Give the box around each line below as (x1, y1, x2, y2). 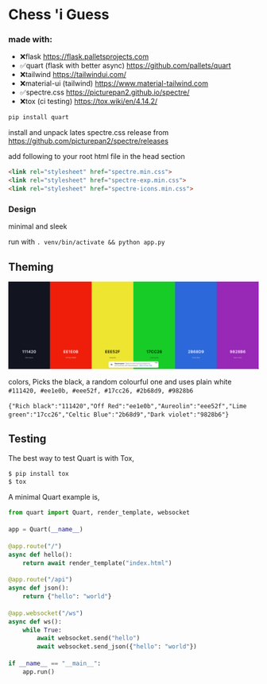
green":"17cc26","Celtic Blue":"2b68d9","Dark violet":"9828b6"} (8, 411, 229, 419)
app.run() (22, 667, 56, 676)
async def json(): (8, 584, 69, 593)
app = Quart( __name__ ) (8, 526, 83, 534)
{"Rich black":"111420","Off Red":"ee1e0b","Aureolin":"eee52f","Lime (8, 402, 247, 410)
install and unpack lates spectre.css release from (8, 128, 169, 137)
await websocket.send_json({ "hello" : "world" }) (37, 643, 197, 651)
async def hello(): (8, 551, 73, 558)
